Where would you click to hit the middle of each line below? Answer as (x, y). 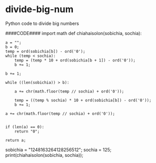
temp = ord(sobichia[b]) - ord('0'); (45, 51)
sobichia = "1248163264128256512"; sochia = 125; (58, 150)
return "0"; (27, 131)
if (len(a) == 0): (25, 127)
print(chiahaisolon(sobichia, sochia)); (44, 155)
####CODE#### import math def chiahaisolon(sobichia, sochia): (73, 33)
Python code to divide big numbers (42, 23)
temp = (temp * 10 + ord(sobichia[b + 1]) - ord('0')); (75, 60)
